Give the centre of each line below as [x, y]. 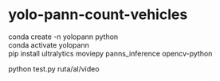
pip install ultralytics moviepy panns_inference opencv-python [110, 53]
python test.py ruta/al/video [54, 68]
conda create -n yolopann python [63, 37]
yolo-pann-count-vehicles [98, 15]
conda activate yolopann [49, 44]
